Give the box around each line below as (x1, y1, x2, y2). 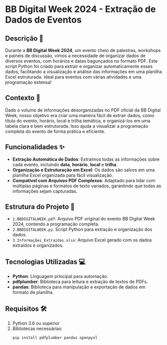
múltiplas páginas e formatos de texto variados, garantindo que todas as (12, 183, 162, 189)
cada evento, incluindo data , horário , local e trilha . (12, 161, 118, 167)
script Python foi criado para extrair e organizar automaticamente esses (5, 64, 153, 69)
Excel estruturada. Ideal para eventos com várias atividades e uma (5, 74, 142, 80)
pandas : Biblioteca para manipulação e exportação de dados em (12, 284, 146, 290)
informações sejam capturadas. (12, 188, 78, 194)
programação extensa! (5, 79, 52, 85)
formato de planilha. (12, 289, 54, 295)
